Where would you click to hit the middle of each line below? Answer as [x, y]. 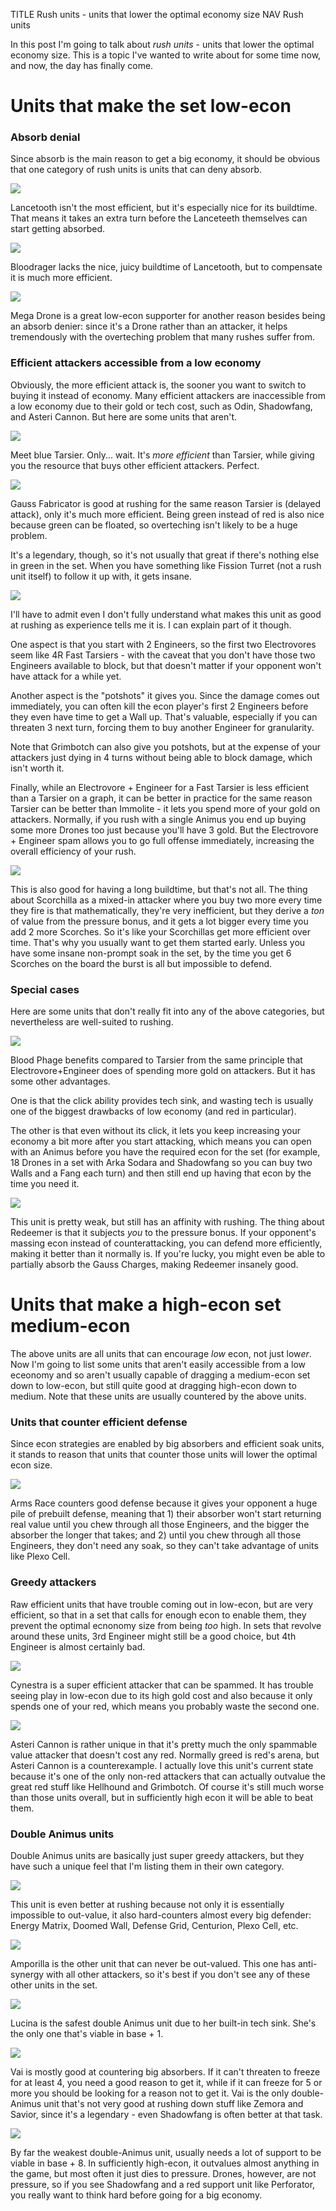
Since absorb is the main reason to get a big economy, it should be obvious [165, 159]
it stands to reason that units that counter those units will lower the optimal [164, 1455]
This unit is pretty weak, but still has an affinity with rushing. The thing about [167, 1222]
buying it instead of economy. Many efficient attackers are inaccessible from [168, 395]
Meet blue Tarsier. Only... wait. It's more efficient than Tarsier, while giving [162, 455]
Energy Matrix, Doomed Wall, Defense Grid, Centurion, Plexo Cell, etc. [154, 1925]
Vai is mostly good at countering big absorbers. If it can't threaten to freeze [165, 2071]
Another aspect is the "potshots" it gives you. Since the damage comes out [165, 695]
